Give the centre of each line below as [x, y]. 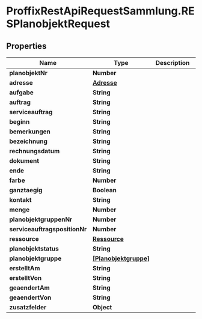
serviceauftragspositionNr [48, 229]
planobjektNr [29, 73]
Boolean [105, 190]
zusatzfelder [28, 307]
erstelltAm [25, 268]
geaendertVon [30, 297]
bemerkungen [30, 132]
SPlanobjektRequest [58, 24]
